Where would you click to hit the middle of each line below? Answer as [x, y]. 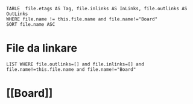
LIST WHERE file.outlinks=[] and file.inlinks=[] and [75, 64]
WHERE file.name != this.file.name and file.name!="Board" [82, 19]
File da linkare [42, 48]
